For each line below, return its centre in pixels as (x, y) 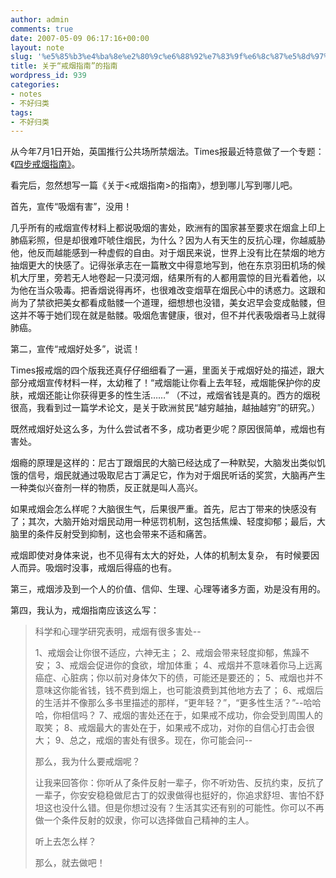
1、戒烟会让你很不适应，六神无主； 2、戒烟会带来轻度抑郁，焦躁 (167, 653)
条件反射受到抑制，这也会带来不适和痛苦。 (124, 534)
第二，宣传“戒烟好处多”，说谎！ (76, 349)
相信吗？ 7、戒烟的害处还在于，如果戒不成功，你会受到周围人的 (192, 715)
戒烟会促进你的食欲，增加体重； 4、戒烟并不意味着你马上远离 (196, 665)
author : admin (40, 19)
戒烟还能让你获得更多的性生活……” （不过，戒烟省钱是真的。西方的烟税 (174, 395)
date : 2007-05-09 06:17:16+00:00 (80, 38)
